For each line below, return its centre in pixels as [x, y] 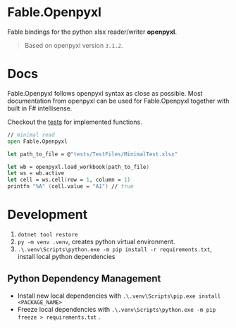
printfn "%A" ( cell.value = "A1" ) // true [70, 187]
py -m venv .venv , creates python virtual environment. [96, 241]
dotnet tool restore [48, 234]
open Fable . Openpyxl [38, 141]
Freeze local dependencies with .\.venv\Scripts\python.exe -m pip [117, 309]
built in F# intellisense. [40, 108]
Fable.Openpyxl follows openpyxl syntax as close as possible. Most [105, 93]
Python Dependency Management [84, 279]
